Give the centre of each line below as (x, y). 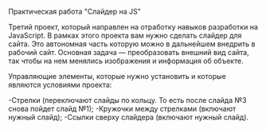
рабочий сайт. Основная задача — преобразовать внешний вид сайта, (129, 52)
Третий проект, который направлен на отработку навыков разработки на (133, 27)
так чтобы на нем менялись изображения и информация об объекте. (126, 61)
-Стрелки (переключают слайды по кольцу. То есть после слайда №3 (127, 100)
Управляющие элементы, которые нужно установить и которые (117, 76)
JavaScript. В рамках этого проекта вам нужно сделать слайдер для (125, 35)
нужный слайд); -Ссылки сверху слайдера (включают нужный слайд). (129, 117)
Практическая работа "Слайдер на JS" (75, 12)
